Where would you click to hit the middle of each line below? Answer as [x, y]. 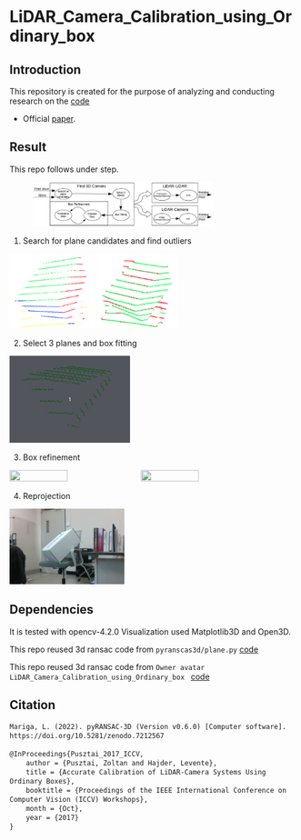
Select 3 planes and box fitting [80, 343]
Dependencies [51, 610]
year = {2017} [52, 818]
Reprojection [46, 495]
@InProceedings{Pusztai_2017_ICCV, [77, 755]
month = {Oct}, [55, 809]
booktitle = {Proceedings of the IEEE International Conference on [156, 791]
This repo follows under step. [65, 169]
